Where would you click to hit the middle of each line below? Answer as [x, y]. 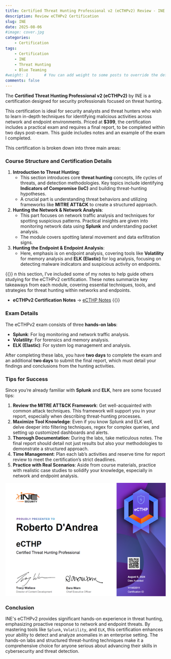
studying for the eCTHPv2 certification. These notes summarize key [77, 280]
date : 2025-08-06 [24, 27]
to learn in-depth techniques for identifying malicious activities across [79, 116]
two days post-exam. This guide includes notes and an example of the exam [85, 133]
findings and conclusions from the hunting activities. [60, 366]
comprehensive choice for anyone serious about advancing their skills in [81, 646]
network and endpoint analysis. [46, 476]
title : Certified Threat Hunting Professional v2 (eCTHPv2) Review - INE [85, 11]
